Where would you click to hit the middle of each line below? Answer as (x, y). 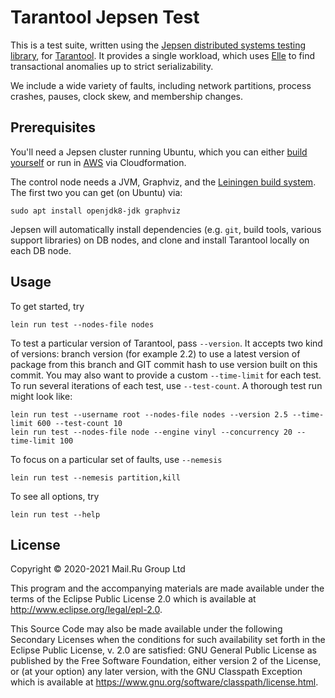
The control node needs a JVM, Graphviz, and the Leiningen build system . (163, 182)
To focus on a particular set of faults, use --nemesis (116, 459)
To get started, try (47, 306)
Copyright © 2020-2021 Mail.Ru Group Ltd (98, 569)
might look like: (41, 396)
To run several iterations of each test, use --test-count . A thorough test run (166, 385)
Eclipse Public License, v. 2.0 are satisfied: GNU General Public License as (163, 650)
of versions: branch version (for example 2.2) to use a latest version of (155, 353)
